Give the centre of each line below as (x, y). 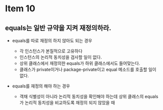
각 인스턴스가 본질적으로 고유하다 (51, 51)
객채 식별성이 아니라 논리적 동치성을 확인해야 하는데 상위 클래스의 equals (89, 96)
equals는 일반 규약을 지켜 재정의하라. (58, 28)
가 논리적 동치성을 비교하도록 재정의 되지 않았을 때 (67, 103)
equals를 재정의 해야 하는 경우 (41, 86)
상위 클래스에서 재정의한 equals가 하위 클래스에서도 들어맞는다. (80, 63)
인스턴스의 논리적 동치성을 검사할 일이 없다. (61, 57)
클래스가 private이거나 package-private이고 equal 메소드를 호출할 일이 (88, 69)
